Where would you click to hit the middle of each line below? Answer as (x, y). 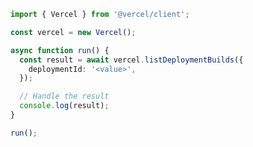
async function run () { (60, 50)
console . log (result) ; (64, 106)
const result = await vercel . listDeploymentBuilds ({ (131, 60)
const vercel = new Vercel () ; (73, 32)
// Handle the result (64, 96)
